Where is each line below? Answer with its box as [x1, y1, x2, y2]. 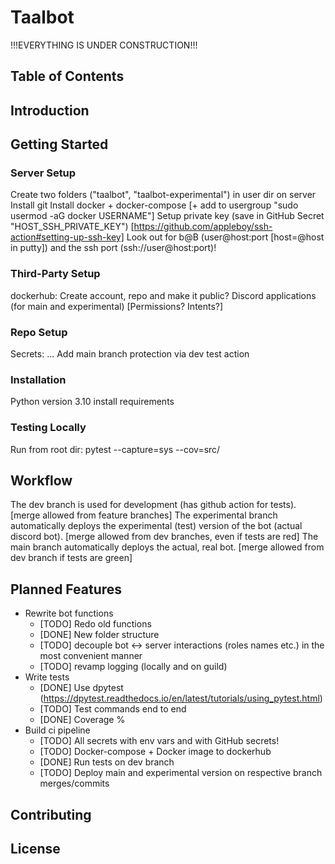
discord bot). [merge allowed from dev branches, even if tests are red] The [10, 531, 319, 543]
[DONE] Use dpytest [39, 682, 124, 694]
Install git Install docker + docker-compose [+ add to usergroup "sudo [10, 199, 299, 211]
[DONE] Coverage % [39, 714, 126, 726]
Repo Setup [10, 325, 68, 339]
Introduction [10, 102, 90, 119]
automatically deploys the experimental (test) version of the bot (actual [10, 520, 303, 532]
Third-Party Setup [10, 267, 101, 281]
